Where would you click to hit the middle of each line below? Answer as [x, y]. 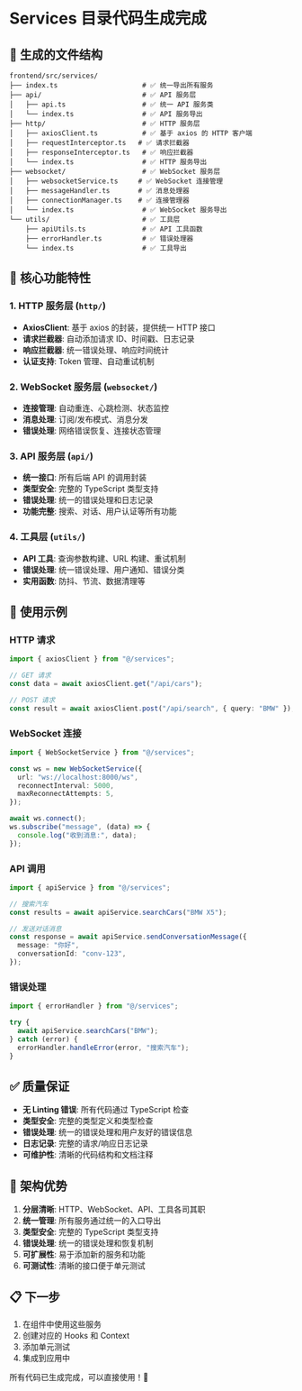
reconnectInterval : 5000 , [66, 785]
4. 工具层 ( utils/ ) [47, 537]
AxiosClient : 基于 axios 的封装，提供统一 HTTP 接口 [119, 327]
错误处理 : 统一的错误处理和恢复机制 [88, 1243]
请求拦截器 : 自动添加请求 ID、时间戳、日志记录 [108, 338]
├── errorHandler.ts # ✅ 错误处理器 [110, 239]
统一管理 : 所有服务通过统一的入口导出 [92, 1221]
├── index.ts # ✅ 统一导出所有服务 [111, 86]
